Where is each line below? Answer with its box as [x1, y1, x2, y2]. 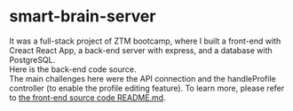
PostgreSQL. [9, 54, 56, 65]
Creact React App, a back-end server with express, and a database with [9, 44, 273, 55]
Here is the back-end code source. [9, 64, 137, 75]
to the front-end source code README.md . [9, 91, 166, 103]
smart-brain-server [9, 6, 156, 27]
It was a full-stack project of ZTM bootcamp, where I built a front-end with [9, 36, 281, 46]
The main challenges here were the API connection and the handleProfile [9, 73, 277, 83]
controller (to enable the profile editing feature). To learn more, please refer [9, 83, 285, 93]
